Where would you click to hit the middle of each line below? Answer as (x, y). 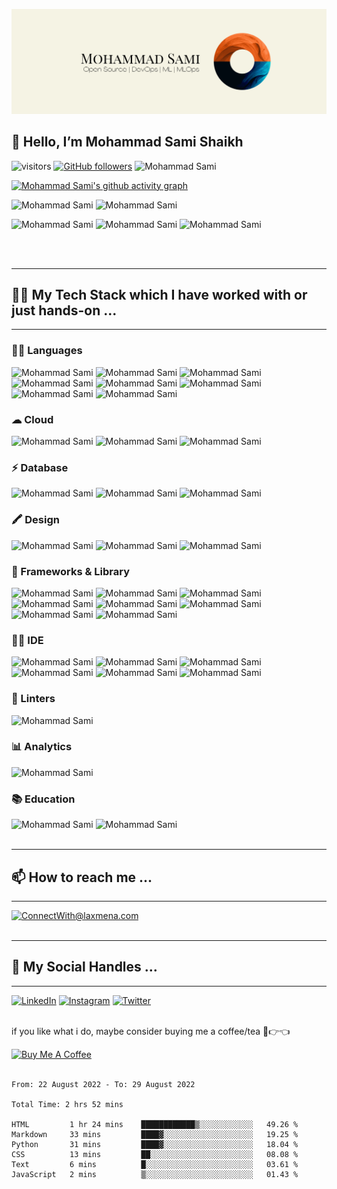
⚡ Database (40, 467)
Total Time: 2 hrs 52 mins (67, 1104)
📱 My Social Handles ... (84, 967)
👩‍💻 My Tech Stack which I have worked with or (159, 295)
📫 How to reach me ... (82, 877)
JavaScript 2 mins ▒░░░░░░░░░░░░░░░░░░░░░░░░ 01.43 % (155, 1174)
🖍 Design (35, 520)
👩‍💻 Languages (47, 351)
